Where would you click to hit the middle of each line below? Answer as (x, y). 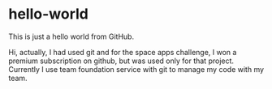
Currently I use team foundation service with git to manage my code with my (136, 69)
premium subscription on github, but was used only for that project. (121, 61)
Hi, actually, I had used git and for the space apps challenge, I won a (123, 52)
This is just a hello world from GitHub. (71, 36)
